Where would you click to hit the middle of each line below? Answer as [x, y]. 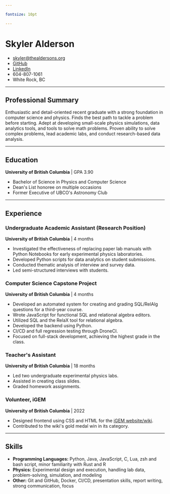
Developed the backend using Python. [52, 326]
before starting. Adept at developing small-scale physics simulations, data [82, 123]
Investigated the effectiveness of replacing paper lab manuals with [82, 248]
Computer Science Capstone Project [51, 283]
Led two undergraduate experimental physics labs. [66, 376]
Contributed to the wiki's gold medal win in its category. [71, 426]
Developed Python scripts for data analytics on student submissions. [84, 259]
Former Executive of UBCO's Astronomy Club [60, 193]
